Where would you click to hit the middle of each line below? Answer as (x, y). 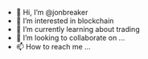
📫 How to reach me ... (53, 47)
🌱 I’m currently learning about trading (78, 29)
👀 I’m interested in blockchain (65, 21)
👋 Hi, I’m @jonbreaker (52, 12)
